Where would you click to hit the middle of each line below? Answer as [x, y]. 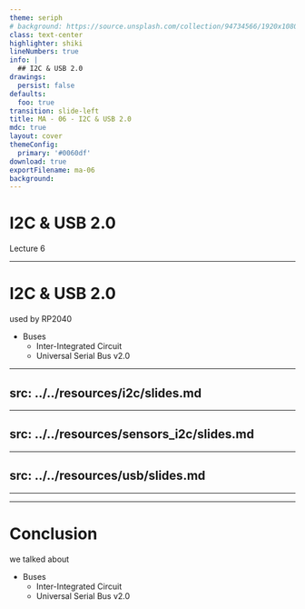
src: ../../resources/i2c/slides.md [106, 393]
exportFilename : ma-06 [52, 170]
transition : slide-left [54, 111]
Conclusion [54, 534]
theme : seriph [36, 18]
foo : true [36, 102]
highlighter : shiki [46, 43]
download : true [38, 161]
